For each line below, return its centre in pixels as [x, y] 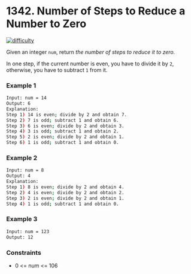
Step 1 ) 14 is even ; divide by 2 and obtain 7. [67, 115]
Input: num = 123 [28, 231]
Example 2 [22, 158]
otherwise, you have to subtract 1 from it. [57, 70]
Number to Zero [46, 24]
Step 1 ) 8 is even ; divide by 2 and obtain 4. [65, 187]
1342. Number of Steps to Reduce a [96, 11]
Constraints [24, 252]
